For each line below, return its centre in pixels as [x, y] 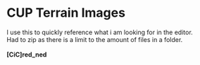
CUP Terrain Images [66, 13]
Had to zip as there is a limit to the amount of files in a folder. [95, 39]
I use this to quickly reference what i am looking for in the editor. [100, 32]
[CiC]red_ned [27, 55]
